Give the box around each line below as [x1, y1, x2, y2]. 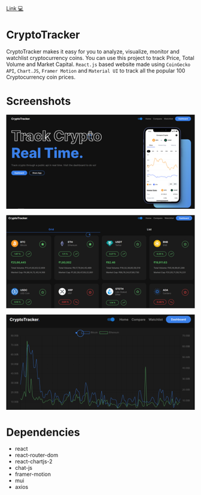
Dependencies [6, 425, 80, 439]
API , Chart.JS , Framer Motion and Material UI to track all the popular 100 [6, 67, 185, 74]
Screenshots [6, 95, 71, 108]
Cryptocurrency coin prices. [6, 73, 76, 80]
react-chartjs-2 [14, 458, 53, 465]
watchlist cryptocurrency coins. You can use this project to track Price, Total [6, 54, 194, 61]
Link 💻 [6, 5, 24, 12]
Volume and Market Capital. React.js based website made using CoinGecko [6, 61, 191, 68]
